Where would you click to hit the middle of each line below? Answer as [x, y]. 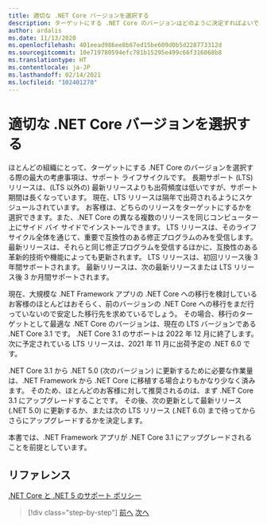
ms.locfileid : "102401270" [53, 82]
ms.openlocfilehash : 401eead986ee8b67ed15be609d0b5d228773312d [115, 45]
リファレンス [40, 475]
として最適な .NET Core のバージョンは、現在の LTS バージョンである [143, 324]
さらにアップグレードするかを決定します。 [77, 421]
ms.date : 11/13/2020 [43, 38]
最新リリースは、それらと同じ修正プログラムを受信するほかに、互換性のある [133, 247]
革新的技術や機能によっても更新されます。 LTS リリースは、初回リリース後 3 [133, 257]
